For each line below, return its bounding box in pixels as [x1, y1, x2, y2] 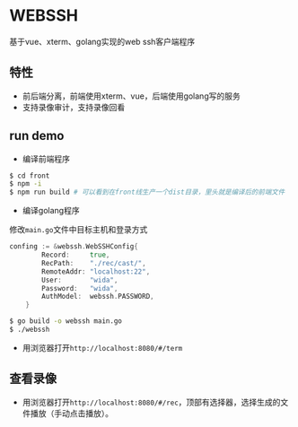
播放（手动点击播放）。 [30, 407, 114, 418]
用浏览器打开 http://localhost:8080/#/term [22, 342, 183, 353]
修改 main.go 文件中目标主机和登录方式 [9, 224, 148, 235]
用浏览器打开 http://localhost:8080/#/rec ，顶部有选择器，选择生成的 [22, 396, 281, 407]
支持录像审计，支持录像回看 [22, 101, 126, 112]
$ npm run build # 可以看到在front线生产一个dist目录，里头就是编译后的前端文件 [9, 187, 285, 197]
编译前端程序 [22, 153, 70, 164]
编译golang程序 [22, 205, 80, 216]
